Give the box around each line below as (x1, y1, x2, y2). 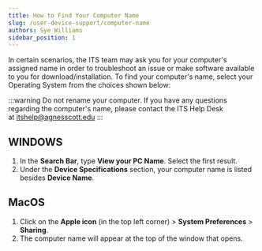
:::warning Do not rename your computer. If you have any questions (8, 96, 227, 105)
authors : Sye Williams (8, 26, 83, 34)
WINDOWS (8, 135, 63, 148)
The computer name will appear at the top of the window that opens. (19, 234, 243, 243)
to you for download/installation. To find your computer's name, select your (8, 72, 253, 81)
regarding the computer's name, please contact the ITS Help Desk (8, 104, 223, 114)
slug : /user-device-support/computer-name (8, 19, 150, 27)
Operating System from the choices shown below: (8, 81, 171, 90)
